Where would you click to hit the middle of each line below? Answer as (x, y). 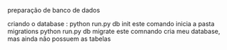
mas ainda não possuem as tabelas (59, 39)
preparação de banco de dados (54, 10)
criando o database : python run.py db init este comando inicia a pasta (111, 24)
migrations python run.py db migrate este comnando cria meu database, (114, 31)
